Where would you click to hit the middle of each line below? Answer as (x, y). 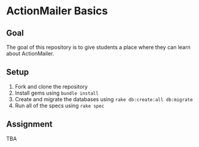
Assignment (29, 124)
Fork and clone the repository (51, 86)
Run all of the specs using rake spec (59, 105)
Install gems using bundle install (56, 93)
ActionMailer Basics (57, 11)
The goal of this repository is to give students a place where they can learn (98, 47)
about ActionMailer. (30, 54)
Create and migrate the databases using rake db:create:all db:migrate (104, 99)
